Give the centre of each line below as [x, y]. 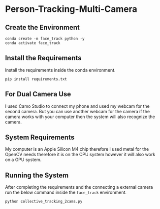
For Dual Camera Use [38, 94]
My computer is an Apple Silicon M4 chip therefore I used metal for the [77, 149]
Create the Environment [42, 27]
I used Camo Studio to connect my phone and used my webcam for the [78, 106]
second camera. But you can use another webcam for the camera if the [78, 111]
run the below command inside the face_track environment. [66, 192]
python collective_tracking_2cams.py [44, 202]
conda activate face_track [33, 43]
